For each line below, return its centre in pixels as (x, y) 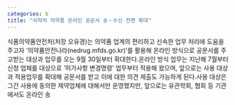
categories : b (28, 14)
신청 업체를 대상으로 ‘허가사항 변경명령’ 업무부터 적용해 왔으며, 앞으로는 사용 (111, 68)
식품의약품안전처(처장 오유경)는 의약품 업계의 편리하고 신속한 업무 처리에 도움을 (116, 41)
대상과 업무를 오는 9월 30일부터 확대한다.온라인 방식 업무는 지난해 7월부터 (127, 59)
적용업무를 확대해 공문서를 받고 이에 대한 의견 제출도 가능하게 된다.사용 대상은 (121, 76)
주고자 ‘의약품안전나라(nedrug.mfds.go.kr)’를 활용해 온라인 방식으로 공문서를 (113, 50)
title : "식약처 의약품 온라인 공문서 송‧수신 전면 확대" (80, 20)
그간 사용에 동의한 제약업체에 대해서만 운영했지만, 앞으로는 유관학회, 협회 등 (110, 85)
